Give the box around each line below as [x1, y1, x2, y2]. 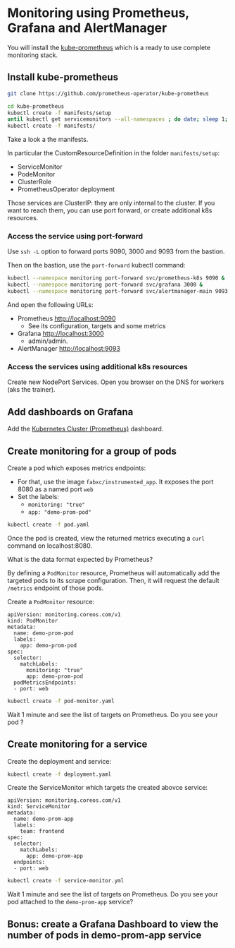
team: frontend [20, 828, 65, 835]
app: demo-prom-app [25, 853, 83, 860]
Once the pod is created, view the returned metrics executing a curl [7, 534, 205, 542]
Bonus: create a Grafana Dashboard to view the [7, 918, 219, 930]
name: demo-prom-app [13, 815, 74, 823]
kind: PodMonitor [7, 617, 58, 624]
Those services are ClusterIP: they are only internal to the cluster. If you [7, 199, 215, 208]
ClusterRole [17, 178, 51, 186]
